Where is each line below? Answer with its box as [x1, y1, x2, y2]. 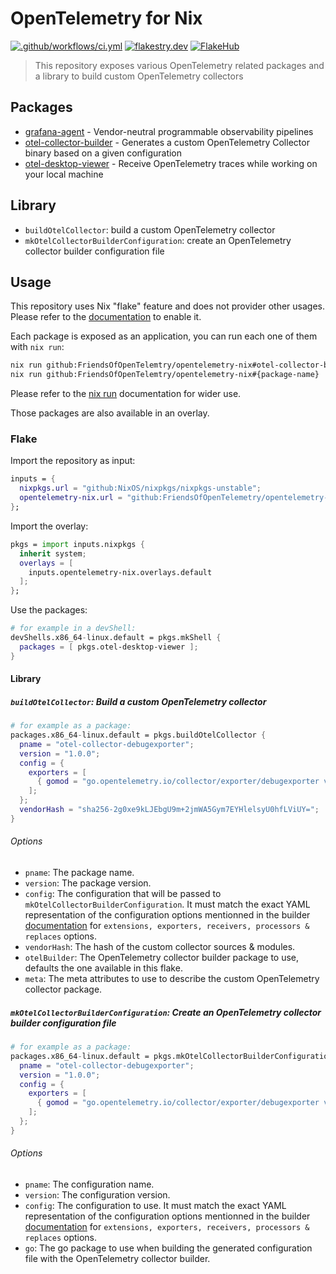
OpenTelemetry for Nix [10, 7, 203, 30]
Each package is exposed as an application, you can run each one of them [10, 330, 318, 342]
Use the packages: [10, 604, 88, 616]
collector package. [24, 983, 103, 996]
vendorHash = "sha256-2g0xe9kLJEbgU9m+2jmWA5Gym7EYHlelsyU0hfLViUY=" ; [19, 805, 320, 815]
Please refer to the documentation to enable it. [10, 311, 202, 323]
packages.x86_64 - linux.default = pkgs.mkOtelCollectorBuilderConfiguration [10, 1051, 333, 1061]
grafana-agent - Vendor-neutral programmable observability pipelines [24, 125, 314, 137]
